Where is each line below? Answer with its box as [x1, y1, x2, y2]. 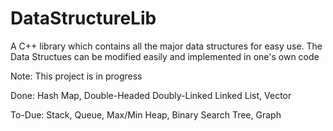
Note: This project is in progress [10, 70, 143, 82]
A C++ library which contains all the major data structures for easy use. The [10, 40, 323, 52]
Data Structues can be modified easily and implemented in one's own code [10, 50, 320, 62]
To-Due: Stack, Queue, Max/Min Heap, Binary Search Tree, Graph [10, 108, 282, 121]
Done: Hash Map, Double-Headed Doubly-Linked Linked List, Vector [10, 89, 292, 101]
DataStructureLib [10, 7, 157, 30]
